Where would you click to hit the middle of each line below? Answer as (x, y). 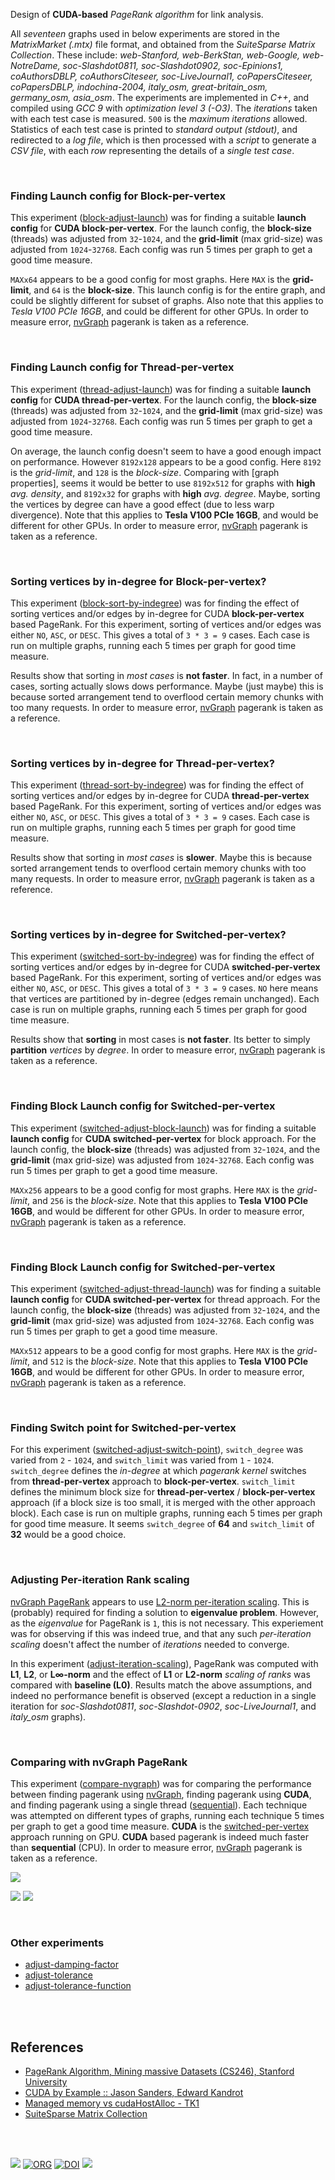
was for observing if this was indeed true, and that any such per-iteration (161, 1633)
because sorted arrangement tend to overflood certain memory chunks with (167, 696)
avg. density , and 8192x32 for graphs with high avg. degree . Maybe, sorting (165, 493)
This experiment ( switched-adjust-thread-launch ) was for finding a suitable (166, 1289)
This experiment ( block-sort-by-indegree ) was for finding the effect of (155, 603)
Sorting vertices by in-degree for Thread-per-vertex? (143, 763)
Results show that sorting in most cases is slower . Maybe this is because (161, 858)
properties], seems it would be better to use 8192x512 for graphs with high (163, 483)
